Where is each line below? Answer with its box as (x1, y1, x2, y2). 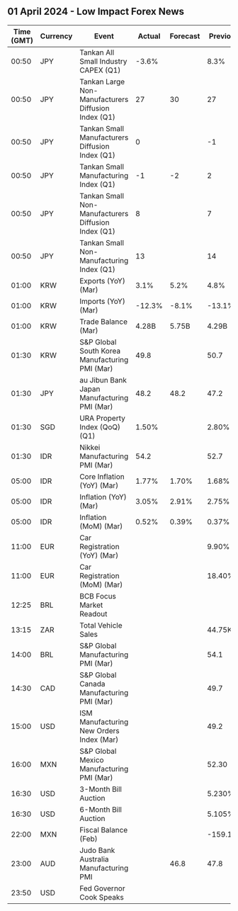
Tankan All (79, 47, 115, 57)
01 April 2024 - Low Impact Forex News (7, 6, 185, 18)
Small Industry (79, 56, 127, 66)
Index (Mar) (79, 735, 119, 745)
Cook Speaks (79, 892, 124, 902)
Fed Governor (79, 883, 125, 893)
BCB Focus (79, 591, 117, 601)
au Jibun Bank (79, 375, 127, 385)
